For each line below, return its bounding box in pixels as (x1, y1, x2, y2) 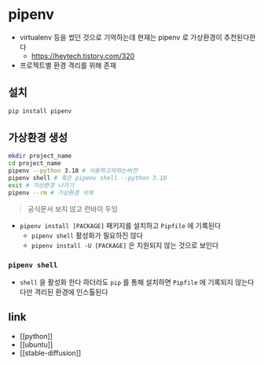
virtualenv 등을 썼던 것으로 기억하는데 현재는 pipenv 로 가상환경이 (19, 32, 222, 42)
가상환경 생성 (8, 131, 68, 145)
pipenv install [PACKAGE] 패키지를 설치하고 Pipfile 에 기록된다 (19, 220, 222, 230)
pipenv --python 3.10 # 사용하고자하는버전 (8, 167, 138, 175)
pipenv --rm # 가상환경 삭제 (8, 189, 94, 197)
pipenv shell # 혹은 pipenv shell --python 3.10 (8, 175, 167, 182)
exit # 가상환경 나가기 (8, 181, 75, 190)
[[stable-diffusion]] (19, 348, 82, 357)
